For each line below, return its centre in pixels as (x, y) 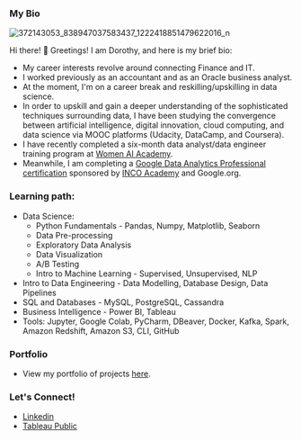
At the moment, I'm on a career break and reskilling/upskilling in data (150, 87)
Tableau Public (50, 427)
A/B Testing (57, 264)
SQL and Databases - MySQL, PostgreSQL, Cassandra (123, 302)
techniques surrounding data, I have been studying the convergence (149, 116)
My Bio (25, 13)
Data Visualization (69, 254)
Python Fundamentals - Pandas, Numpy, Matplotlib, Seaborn (148, 225)
